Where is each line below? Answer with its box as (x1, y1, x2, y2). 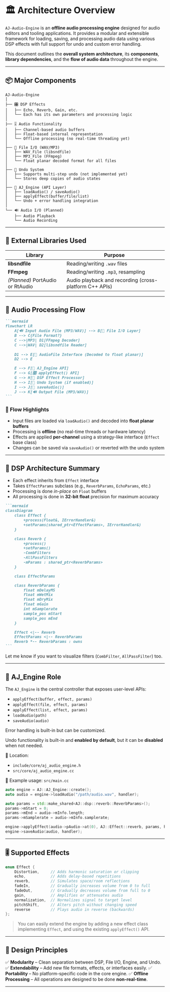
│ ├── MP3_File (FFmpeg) (5, 154, 62, 159)
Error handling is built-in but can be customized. (5, 727, 106, 733)
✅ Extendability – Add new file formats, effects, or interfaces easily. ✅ (5, 965, 153, 971)
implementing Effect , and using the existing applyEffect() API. (17, 926, 150, 932)
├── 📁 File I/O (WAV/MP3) (5, 145, 60, 150)
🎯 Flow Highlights (5, 406, 49, 413)
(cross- (139, 277, 158, 284)
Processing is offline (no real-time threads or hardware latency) (12, 428, 146, 434)
